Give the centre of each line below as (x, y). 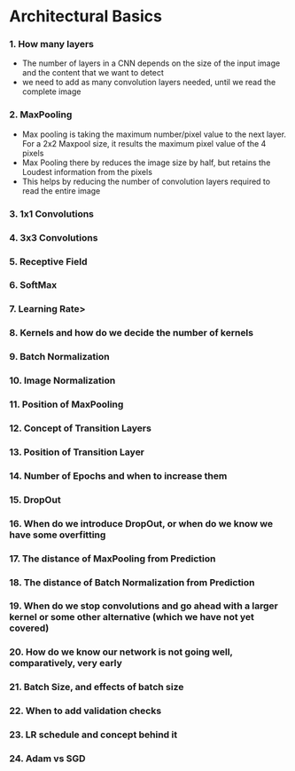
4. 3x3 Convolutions (54, 237)
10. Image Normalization (62, 381)
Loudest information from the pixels (87, 171)
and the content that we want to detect (93, 73)
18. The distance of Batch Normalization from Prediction (132, 582)
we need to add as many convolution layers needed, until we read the (149, 83)
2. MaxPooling (41, 115)
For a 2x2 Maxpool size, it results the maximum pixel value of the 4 (144, 143)
